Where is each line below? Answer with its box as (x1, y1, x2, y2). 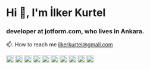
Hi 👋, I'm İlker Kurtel (6, 6, 106, 20)
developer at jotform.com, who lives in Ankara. (6, 27, 145, 36)
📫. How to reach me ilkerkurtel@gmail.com (6, 41, 113, 48)
